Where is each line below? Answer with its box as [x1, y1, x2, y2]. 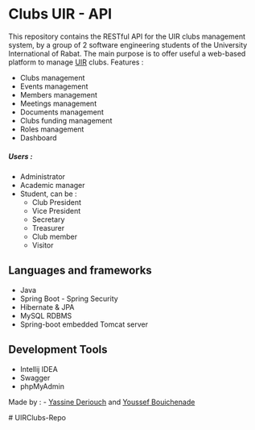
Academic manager [19, 180, 86, 190]
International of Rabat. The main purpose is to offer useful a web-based [8, 48, 246, 58]
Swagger [19, 373, 51, 382]
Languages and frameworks [8, 264, 153, 278]
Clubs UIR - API [8, 5, 113, 23]
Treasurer [31, 223, 65, 232]
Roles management [19, 124, 84, 134]
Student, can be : [19, 189, 78, 198]
